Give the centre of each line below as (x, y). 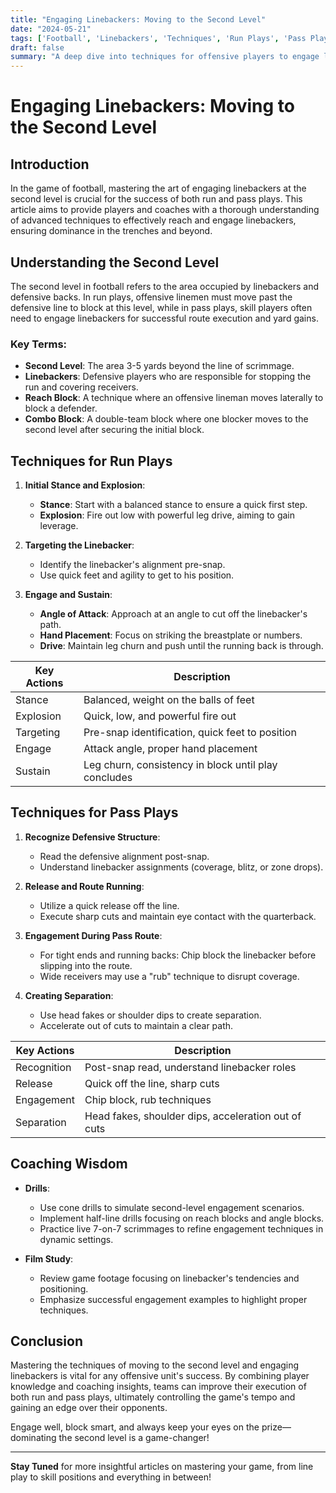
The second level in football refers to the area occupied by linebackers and (165, 286)
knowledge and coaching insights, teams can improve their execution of (158, 1387)
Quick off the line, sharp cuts (152, 1083)
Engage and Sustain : (68, 595)
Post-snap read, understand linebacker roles (190, 1067)
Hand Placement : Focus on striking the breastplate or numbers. (171, 635)
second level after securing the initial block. (114, 430)
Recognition (43, 1067)
